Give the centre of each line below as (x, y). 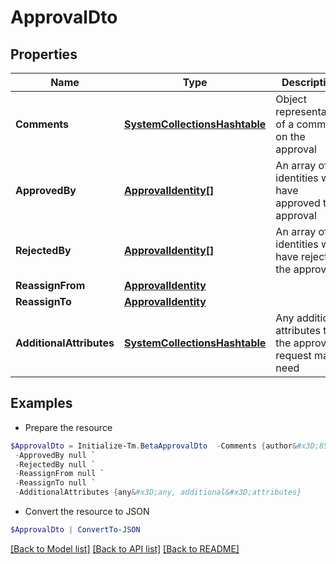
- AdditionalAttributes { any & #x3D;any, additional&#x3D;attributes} (158, 492)
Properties (44, 54)
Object (291, 99)
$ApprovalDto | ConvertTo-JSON (75, 530)
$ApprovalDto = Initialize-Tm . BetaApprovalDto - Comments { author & (154, 446)
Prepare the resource (68, 427)
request (293, 355)
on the (290, 136)
